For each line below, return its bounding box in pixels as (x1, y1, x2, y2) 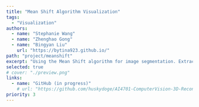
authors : (6, 25, 28, 32)
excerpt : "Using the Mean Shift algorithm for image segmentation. (6, 58, 176, 64)
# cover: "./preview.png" (6, 70, 70, 75)
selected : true (6, 64, 44, 70)
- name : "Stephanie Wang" (11, 31, 76, 37)
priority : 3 (6, 92, 36, 97)
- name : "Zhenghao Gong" (11, 36, 73, 42)
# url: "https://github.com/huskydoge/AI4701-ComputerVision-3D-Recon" (17, 86, 197, 92)
